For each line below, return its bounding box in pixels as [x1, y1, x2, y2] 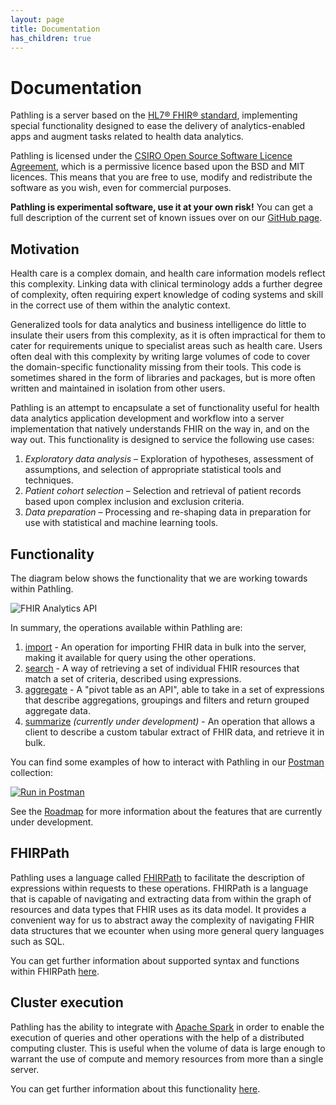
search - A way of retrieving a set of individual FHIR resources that [24, 662, 300, 674]
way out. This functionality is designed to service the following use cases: [10, 434, 315, 446]
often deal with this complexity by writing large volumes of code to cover [10, 351, 311, 363]
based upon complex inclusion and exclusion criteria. [24, 496, 245, 508]
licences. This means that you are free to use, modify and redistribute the [10, 171, 313, 183]
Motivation [10, 241, 80, 258]
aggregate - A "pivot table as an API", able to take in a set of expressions [24, 683, 325, 695]
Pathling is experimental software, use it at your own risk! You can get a [10, 201, 313, 213]
